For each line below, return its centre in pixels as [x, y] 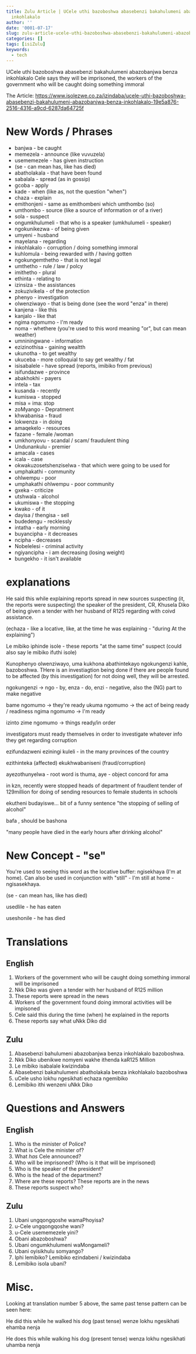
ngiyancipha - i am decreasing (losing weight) [70, 552]
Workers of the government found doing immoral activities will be [93, 1003]
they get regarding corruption [41, 740]
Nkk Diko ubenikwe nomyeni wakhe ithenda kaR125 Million [85, 1060]
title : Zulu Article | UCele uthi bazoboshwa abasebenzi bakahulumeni [94, 11]
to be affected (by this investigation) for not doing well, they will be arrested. [98, 676]
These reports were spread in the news [62, 996]
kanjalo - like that [35, 316]
